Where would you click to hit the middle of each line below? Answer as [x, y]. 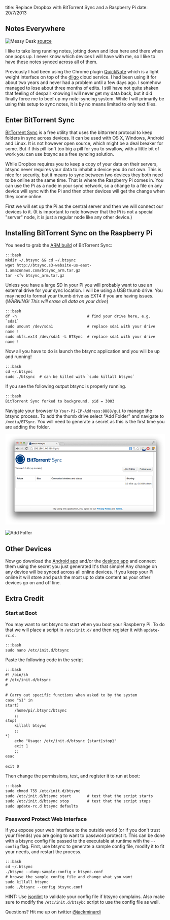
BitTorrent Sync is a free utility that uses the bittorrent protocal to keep [79, 132]
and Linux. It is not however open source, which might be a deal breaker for [84, 143]
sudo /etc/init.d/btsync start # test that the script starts [79, 796]
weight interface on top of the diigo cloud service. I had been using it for [81, 77]
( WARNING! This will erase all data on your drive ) [57, 301]
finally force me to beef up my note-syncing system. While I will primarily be [85, 98]
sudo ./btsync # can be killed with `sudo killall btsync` [70, 377]
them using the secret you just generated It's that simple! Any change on [81, 566]
